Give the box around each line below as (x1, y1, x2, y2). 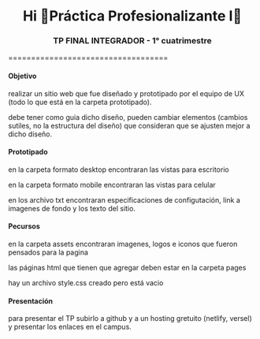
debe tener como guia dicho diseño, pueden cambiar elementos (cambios (8, 112, 248, 121)
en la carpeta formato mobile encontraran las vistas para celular (8, 180, 217, 189)
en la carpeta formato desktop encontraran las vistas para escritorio (8, 165, 230, 174)
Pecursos (8, 222, 41, 231)
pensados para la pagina (8, 248, 89, 257)
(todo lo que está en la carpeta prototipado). (8, 97, 152, 106)
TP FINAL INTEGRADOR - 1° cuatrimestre (53, 35, 212, 47)
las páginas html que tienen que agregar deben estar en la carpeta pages (8, 263, 247, 273)
